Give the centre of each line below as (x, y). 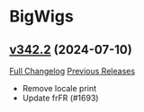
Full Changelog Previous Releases (72, 71)
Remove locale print (59, 88)
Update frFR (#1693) (60, 98)
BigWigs (41, 17)
